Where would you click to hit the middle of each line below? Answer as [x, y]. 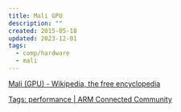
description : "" [35, 23]
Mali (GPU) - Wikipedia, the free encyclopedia [84, 83]
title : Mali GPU [35, 16]
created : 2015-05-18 [43, 31]
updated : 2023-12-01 [43, 38]
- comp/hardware [43, 53]
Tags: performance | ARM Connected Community [90, 99]
